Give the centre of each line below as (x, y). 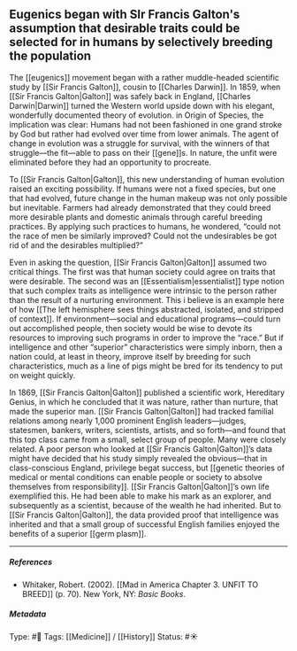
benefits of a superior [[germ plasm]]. (78, 533)
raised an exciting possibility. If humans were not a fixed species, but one (143, 189)
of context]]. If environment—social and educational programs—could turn (145, 319)
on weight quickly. (42, 375)
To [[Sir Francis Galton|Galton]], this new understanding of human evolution (147, 179)
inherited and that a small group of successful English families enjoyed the (145, 524)
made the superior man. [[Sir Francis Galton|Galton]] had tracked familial (141, 411)
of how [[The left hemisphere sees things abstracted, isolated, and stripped (147, 309)
